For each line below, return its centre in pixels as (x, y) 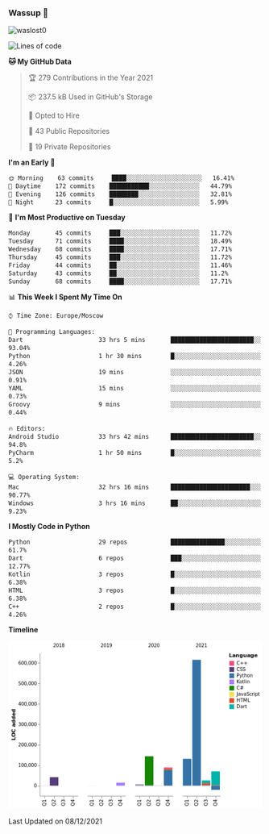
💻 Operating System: (44, 477)
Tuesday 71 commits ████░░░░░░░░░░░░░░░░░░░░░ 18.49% (120, 241)
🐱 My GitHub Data (40, 62)
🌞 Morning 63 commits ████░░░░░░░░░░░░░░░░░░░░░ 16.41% (122, 178)
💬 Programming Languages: (52, 332)
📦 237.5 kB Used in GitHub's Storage (90, 97)
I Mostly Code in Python (49, 527)
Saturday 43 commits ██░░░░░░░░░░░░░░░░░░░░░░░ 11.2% (118, 273)
